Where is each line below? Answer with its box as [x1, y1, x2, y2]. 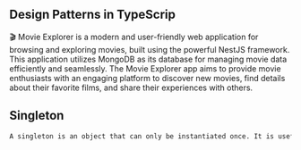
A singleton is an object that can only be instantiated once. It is [9, 131, 275, 141]
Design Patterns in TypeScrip [9, 7, 176, 22]
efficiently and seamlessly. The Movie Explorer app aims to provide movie [9, 62, 281, 74]
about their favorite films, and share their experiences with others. [9, 82, 254, 93]
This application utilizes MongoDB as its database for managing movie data [9, 54, 288, 64]
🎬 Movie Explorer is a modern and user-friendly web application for [9, 31, 259, 42]
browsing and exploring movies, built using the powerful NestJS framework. [9, 44, 290, 54]
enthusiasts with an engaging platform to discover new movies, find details [9, 72, 286, 83]
